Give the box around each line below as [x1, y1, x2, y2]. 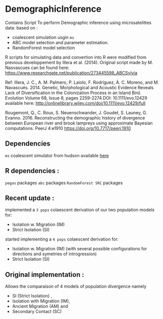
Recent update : [5, 194, 55, 202]
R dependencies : [5, 167, 60, 175]
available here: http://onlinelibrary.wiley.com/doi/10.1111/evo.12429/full [5, 100, 146, 106]
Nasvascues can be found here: [5, 65, 70, 71]
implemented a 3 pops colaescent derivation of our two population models [5, 207, 155, 213]
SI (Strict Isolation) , [12, 293, 52, 299]
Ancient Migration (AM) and [12, 303, 69, 309]
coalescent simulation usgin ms [12, 34, 74, 40]
